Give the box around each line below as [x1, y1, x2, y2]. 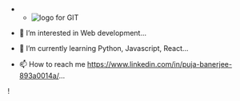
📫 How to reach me [18, 60, 86, 68]
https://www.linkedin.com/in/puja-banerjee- [86, 60, 233, 68]
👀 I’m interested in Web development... [18, 29, 147, 37]
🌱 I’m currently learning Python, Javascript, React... [18, 44, 189, 52]
